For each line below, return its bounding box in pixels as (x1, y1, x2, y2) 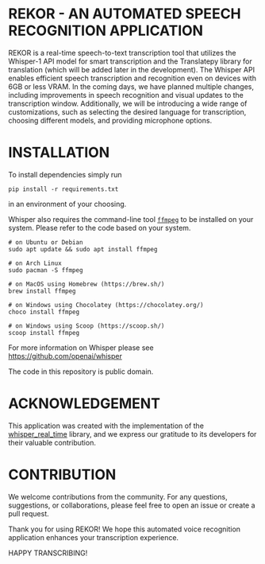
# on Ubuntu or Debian (8, 238, 83, 247)
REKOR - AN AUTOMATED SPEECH (8, 5, 242, 23)
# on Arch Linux (8, 259, 62, 267)
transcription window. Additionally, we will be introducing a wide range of (8, 99, 248, 108)
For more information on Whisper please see (8, 343, 154, 352)
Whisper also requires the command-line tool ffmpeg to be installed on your (8, 214, 254, 224)
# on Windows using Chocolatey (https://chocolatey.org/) (8, 301, 204, 309)
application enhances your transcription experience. (8, 532, 179, 542)
